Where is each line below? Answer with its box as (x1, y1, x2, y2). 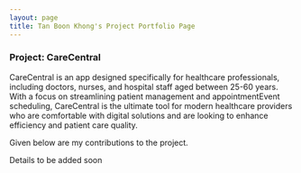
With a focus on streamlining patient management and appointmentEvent (9, 91, 281, 102)
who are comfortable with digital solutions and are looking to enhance (9, 110, 269, 121)
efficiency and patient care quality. (9, 119, 138, 131)
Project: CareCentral (9, 51, 102, 64)
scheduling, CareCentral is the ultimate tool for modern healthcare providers (9, 100, 293, 111)
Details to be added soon (9, 154, 103, 165)
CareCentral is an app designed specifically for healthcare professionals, (9, 71, 280, 82)
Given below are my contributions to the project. (9, 137, 189, 148)
